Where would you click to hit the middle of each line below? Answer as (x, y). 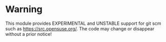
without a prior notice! (29, 34)
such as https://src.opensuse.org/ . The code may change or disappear (80, 28)
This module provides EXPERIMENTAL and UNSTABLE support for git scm (83, 23)
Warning (24, 9)
